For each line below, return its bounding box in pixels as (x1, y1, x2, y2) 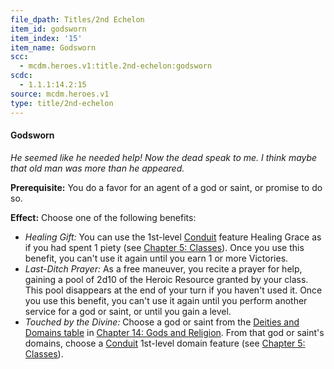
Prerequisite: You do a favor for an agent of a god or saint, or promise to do (10, 181, 323, 193)
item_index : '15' (10, 33, 83, 43)
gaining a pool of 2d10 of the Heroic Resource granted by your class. (24, 273, 309, 285)
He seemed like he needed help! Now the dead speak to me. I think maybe (10, 151, 318, 163)
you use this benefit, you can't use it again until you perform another (24, 294, 308, 306)
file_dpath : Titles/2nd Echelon (10, 14, 145, 25)
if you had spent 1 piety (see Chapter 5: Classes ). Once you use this (24, 241, 305, 253)
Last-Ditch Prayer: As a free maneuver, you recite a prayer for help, (24, 262, 303, 275)
